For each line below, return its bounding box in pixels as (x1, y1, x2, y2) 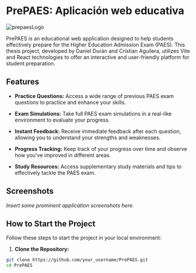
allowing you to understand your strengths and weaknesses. (14, 134, 161, 141)
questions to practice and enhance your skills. (14, 99, 126, 106)
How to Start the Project (6, 218, 96, 228)
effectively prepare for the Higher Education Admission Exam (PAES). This (6, 41, 185, 48)
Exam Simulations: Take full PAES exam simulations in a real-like (14, 110, 172, 117)
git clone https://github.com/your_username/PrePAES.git (6, 257, 148, 263)
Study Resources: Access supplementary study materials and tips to (14, 163, 182, 170)
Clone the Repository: (14, 245, 69, 253)
